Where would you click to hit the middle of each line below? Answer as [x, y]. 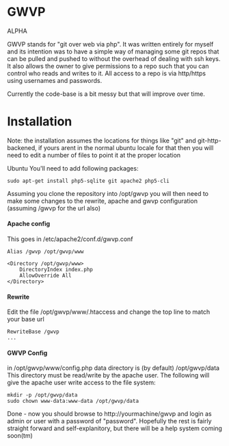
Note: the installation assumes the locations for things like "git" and [102, 140]
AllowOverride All [45, 276]
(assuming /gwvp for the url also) [54, 208]
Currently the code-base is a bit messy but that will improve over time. [106, 94]
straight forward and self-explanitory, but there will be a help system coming [114, 428]
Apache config [29, 224]
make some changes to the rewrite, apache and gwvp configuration [103, 201]
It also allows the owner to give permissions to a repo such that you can [108, 66]
